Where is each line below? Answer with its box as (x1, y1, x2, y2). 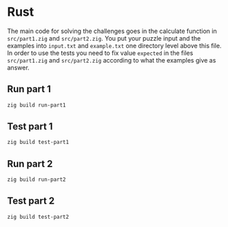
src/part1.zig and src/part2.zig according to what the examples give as (7, 56, 216, 64)
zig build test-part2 (7, 213, 70, 220)
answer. (7, 63, 30, 72)
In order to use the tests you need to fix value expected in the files (7, 49, 194, 57)
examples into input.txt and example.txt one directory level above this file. (7, 41, 222, 50)
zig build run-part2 (7, 176, 67, 183)
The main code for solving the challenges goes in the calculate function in (7, 27, 217, 35)
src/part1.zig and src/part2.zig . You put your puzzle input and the (7, 34, 201, 42)
